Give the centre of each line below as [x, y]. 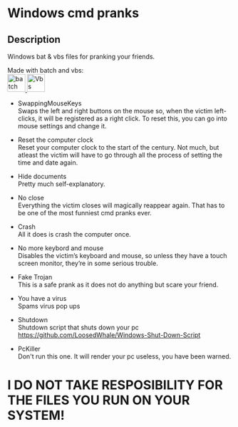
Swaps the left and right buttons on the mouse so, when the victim [115, 111]
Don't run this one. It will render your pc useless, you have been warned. [124, 356]
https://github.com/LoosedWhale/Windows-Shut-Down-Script [109, 335]
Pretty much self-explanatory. [61, 184]
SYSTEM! [36, 416]
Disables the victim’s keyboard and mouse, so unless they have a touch [122, 256]
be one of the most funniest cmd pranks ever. [84, 213]
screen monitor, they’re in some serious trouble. [88, 263]
